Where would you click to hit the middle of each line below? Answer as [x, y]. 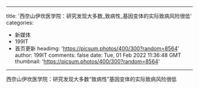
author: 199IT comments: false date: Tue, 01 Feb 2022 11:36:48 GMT [98, 55]
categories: [20, 22]
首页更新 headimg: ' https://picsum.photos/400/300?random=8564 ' [97, 48]
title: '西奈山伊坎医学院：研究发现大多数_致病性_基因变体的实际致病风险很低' [99, 16]
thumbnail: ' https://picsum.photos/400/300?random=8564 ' [87, 61]
